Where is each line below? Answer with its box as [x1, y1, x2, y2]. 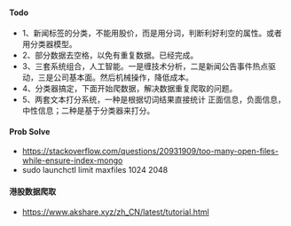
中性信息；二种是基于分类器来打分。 [21, 105, 155, 116]
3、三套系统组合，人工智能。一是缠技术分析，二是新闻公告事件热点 [21, 61, 269, 72]
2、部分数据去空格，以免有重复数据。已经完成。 [21, 50, 199, 61]
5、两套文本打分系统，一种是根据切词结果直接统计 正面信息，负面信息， [21, 94, 287, 105]
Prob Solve [9, 126, 51, 136]
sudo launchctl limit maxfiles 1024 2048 [21, 165, 169, 175]
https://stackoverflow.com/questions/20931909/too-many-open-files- [21, 146, 279, 157]
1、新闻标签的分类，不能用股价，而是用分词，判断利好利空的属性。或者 [21, 27, 282, 39]
